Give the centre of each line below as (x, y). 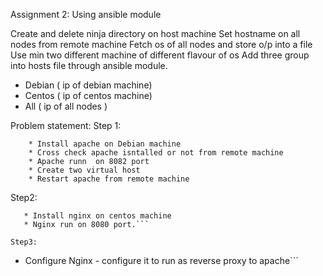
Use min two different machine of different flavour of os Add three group (160, 55)
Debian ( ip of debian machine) (88, 85)
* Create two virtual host (84, 170)
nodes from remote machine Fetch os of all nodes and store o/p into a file (161, 44)
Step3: (24, 242)
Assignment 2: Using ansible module (86, 14)
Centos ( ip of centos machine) (88, 95)
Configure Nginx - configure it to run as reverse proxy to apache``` (161, 260)
